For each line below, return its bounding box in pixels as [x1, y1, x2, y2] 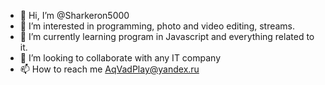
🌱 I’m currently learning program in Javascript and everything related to [19, 31, 315, 42]
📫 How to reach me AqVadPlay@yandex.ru [19, 63, 200, 75]
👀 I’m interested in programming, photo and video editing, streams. [19, 20, 296, 32]
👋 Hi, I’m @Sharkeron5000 [19, 10, 130, 21]
